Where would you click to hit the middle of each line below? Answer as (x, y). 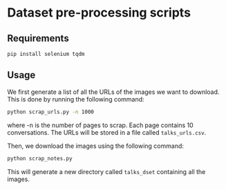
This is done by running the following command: (76, 99)
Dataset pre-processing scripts (99, 13)
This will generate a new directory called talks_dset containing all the (106, 171)
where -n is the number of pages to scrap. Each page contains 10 (100, 125)
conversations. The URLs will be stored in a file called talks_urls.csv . (107, 132)
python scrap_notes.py (40, 158)
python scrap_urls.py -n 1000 (51, 112)
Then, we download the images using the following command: (96, 146)
